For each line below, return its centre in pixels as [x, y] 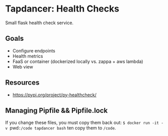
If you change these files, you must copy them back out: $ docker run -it [82, 123]
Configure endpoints [34, 50]
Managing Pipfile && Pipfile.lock [57, 111]
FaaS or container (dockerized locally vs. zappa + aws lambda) [78, 61]
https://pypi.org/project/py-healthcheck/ [54, 95]
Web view [23, 66]
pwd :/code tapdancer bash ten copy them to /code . [63, 128]
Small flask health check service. [39, 23]
